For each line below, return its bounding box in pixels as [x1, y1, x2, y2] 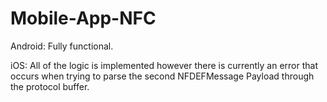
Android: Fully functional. [10, 40, 114, 52]
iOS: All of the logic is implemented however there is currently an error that [10, 59, 319, 71]
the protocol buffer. [10, 80, 90, 92]
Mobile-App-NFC [10, 7, 157, 30]
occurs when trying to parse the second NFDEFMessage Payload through [10, 70, 315, 82]
